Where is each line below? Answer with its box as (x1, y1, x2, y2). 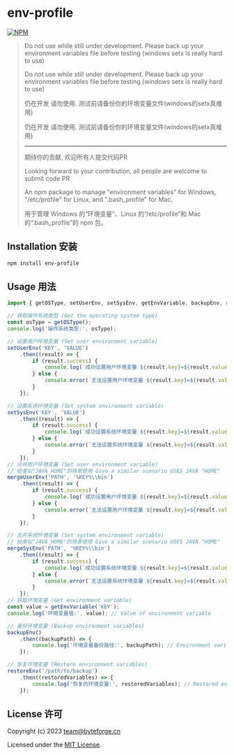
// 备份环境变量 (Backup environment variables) (7, 622, 145, 629)
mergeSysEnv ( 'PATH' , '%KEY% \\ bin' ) (7, 545, 111, 552)
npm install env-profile (7, 260, 79, 267)
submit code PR (24, 174, 70, 182)
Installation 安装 (7, 241, 78, 253)
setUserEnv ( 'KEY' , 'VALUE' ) (7, 344, 89, 351)
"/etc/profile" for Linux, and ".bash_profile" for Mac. (24, 195, 173, 203)
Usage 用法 (7, 281, 57, 293)
